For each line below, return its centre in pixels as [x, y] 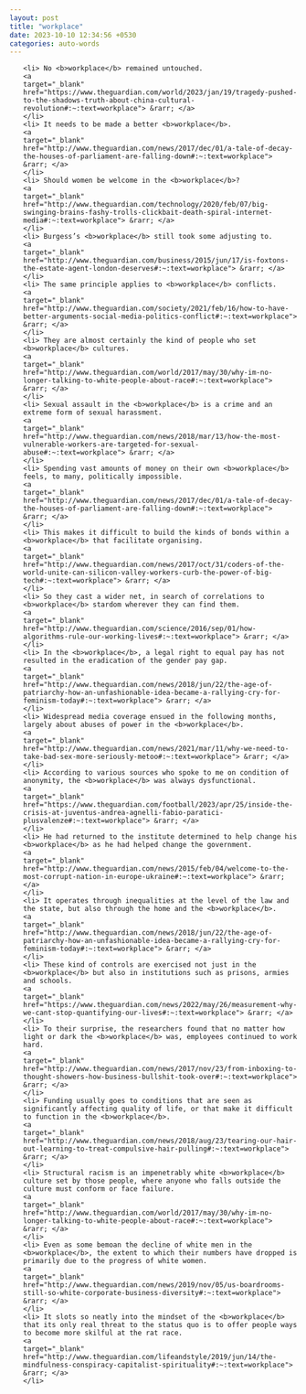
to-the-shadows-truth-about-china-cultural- [109, 101]
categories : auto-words [55, 43]
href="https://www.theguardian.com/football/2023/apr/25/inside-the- [158, 805]
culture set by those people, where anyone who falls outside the [152, 1181]
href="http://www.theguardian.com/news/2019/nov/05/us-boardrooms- [153, 1285]
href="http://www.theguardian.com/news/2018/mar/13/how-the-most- [152, 437]
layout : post [34, 18]
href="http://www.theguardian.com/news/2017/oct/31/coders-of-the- [153, 565]
